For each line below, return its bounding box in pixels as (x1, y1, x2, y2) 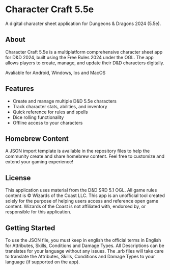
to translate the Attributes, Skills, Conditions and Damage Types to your (5, 254, 155, 259)
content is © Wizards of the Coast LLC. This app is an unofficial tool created (5, 192, 165, 199)
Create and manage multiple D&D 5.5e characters (12, 98, 117, 104)
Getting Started (5, 224, 55, 232)
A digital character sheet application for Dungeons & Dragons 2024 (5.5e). (5, 20, 161, 27)
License (5, 174, 31, 182)
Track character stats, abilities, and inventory (12, 103, 107, 109)
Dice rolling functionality (12, 114, 64, 120)
